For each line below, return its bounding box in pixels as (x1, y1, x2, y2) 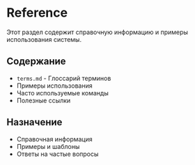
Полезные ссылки (16, 96, 71, 104)
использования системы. (6, 35, 81, 43)
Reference (6, 5, 68, 21)
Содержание (6, 56, 67, 68)
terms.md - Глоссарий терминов (16, 74, 111, 82)
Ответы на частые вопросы (16, 150, 99, 158)
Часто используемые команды (16, 88, 109, 97)
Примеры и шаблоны (16, 142, 80, 150)
